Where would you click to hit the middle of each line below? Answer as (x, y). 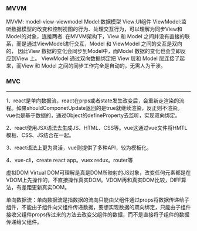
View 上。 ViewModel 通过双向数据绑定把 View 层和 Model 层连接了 (98, 58)
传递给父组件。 (24, 222)
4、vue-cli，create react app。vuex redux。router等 (69, 160)
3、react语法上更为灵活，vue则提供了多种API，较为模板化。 (79, 148)
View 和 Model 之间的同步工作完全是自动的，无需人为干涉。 (94, 66)
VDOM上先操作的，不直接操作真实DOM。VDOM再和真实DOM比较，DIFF (94, 180)
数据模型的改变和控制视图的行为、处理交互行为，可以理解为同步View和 (97, 29)
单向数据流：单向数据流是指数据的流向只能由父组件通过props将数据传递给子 (98, 200)
